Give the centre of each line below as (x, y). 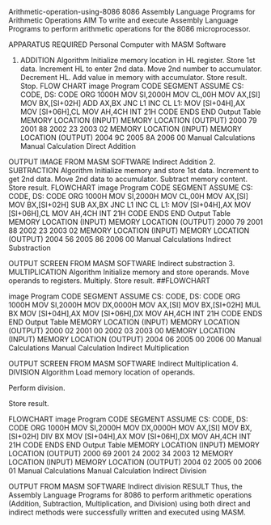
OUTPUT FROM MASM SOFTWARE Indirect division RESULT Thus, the (125, 486)
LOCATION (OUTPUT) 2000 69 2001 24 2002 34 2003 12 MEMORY (121, 453)
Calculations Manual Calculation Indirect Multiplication (99, 348)
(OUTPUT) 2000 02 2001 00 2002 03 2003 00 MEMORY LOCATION (122, 330)
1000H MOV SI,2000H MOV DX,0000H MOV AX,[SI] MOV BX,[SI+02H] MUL (135, 305)
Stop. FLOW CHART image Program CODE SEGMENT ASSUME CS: (132, 86)
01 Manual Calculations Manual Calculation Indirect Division (108, 471)
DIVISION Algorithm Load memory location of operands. (102, 372)
